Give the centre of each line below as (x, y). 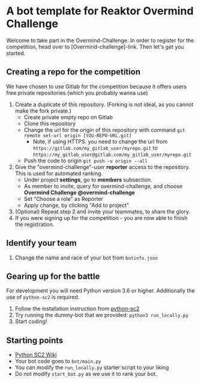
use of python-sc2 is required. (43, 297)
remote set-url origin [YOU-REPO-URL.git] (78, 135)
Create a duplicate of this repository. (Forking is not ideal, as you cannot (104, 104)
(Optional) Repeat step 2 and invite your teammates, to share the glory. (103, 212)
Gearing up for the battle (53, 276)
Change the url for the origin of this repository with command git (104, 129)
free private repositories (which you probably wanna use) (77, 93)
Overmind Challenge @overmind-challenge (79, 192)
